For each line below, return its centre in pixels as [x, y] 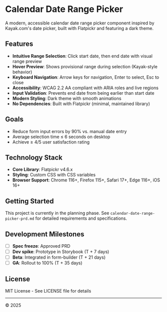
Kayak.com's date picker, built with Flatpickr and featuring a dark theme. [80, 28]
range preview [27, 61]
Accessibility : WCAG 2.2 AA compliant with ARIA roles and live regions [85, 88]
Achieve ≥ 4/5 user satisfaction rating [51, 142]
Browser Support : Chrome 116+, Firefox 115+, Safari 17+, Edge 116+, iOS [86, 180]
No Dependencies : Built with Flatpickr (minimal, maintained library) [81, 104]
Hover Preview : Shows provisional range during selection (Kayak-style [85, 66]
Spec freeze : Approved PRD [41, 246]
